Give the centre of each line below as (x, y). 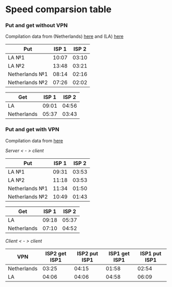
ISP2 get (56, 253)
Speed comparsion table (58, 9)
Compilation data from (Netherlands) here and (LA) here (64, 36)
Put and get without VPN (37, 26)
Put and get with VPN (33, 130)
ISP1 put (151, 253)
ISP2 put (87, 253)
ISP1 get (119, 253)
